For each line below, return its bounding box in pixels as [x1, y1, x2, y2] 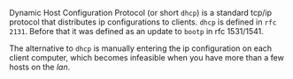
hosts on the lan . [9, 61, 71, 72]
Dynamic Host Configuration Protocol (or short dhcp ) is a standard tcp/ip [9, 8, 273, 18]
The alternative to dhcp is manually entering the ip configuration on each [9, 43, 273, 54]
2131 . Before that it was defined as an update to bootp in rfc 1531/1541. [9, 26, 264, 36]
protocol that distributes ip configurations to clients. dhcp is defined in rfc [9, 17, 277, 27]
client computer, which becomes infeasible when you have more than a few [9, 53, 285, 62]
